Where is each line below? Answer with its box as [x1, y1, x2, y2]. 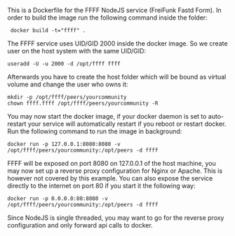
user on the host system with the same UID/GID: [7, 47, 146, 55]
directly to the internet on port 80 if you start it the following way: [7, 182, 196, 190]
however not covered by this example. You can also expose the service [7, 174, 213, 182]
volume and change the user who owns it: [7, 80, 128, 88]
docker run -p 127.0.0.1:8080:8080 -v [7, 140, 121, 147]
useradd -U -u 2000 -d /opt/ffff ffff [7, 60, 121, 67]
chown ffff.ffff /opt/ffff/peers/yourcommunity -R [7, 100, 159, 107]
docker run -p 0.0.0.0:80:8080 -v [7, 195, 109, 202]
